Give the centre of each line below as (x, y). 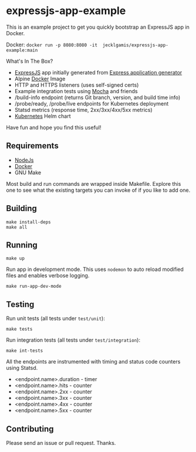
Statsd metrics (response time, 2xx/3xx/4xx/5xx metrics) (83, 110)
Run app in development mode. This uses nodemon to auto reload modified (95, 269)
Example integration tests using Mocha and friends (76, 91)
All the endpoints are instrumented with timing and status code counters (93, 362)
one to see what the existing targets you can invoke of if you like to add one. (98, 190)
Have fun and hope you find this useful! (54, 127)
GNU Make (28, 172)
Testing (20, 304)
